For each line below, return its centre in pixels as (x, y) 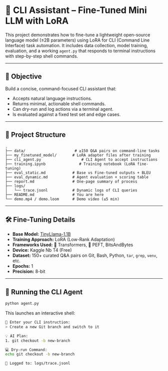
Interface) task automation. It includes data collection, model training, (77, 45)
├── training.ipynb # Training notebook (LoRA (70, 164)
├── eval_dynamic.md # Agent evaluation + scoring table (77, 177)
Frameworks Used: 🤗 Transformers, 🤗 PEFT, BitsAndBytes (73, 245)
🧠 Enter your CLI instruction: (38, 322)
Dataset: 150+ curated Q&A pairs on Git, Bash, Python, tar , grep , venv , (85, 256)
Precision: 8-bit (29, 271)
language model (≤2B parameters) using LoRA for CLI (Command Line (77, 40)
